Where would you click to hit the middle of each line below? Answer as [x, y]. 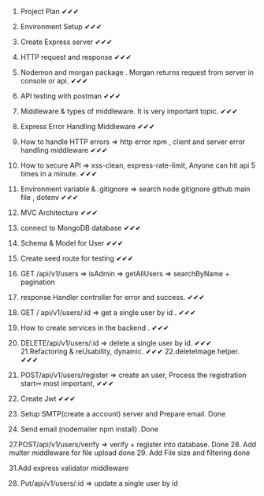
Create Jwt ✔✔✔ [48, 398]
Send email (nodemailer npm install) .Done [89, 429]
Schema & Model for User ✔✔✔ [72, 243]
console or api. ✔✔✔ [54, 81]
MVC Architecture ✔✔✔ [59, 213]
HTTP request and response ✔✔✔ [76, 57]
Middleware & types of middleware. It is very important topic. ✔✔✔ [129, 111]
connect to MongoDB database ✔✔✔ [80, 228]
